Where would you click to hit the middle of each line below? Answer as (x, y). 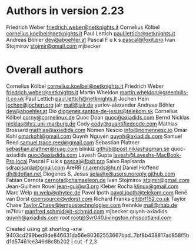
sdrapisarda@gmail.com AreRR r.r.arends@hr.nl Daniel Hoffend (82, 167)
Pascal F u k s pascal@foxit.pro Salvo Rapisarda (87, 161)
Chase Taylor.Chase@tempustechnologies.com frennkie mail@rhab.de (92, 205)
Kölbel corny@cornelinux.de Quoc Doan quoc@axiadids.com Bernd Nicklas (98, 117)
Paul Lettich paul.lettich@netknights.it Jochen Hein (87, 98)
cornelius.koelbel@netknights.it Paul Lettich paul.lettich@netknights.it (91, 33)
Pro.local (17, 161)
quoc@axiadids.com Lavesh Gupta (70, 155)
